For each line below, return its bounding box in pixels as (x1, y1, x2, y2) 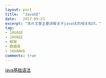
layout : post (5, 7, 32, 12)
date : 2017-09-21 (5, 16, 45, 21)
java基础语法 (5, 67, 31, 73)
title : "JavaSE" (5, 12, 41, 17)
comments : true (5, 53, 36, 58)
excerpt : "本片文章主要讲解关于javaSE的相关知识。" (5, 21, 102, 26)
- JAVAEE (5, 35, 23, 40)
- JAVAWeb (5, 48, 26, 53)
